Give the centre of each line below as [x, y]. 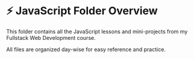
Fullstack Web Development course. [51, 38]
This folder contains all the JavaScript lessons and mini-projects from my [97, 31]
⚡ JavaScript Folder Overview [82, 11]
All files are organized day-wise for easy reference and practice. [86, 49]
